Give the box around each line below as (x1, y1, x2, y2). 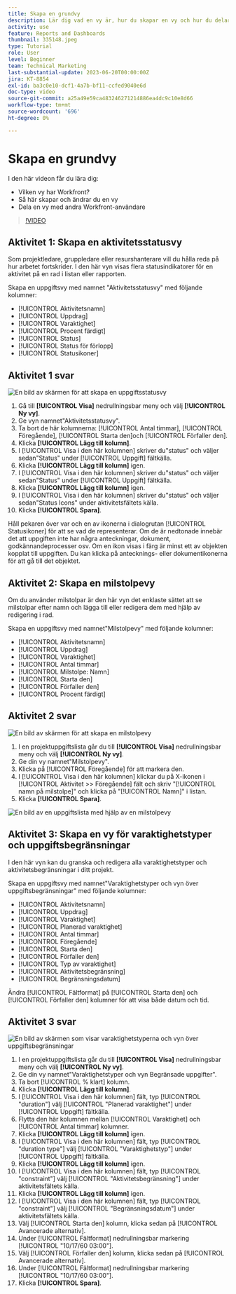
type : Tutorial (8, 43, 53, 50)
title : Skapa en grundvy (8, 10, 81, 18)
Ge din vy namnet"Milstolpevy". (18, 757, 109, 765)
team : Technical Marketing (8, 62, 87, 69)
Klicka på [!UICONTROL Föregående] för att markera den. (18, 765, 184, 773)
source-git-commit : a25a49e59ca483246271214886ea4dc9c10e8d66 (8, 95, 193, 102)
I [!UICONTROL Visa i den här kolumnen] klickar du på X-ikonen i (18, 772, 205, 780)
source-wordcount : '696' (8, 108, 81, 115)
